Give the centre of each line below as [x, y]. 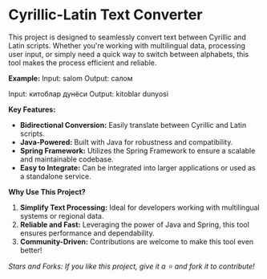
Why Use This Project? [47, 191]
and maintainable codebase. [67, 159]
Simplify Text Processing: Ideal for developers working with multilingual [140, 207]
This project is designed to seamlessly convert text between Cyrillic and [127, 37]
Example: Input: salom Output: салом [71, 78]
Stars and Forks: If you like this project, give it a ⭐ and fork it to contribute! [131, 266]
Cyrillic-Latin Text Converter [105, 15]
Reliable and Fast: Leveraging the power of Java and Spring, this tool [135, 224]
